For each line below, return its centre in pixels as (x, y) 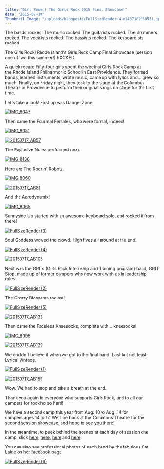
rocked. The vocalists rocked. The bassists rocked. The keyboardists (74, 38)
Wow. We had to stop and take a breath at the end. (56, 388)
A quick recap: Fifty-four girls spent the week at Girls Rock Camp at (73, 67)
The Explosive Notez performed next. (43, 150)
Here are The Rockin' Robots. (35, 169)
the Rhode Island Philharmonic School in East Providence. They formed (77, 72)
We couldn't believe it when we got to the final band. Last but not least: (76, 355)
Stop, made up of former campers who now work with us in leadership (76, 274)
